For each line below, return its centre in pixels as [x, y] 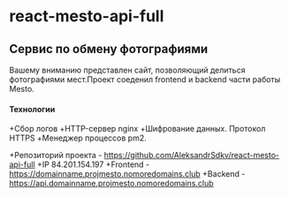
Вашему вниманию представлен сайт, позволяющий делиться [127, 70]
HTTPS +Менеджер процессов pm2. [78, 138]
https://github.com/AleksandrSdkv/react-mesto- [192, 155]
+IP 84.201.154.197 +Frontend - [93, 164]
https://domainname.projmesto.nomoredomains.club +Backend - [127, 174]
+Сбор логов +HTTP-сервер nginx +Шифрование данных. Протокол [137, 129]
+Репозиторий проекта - [56, 155]
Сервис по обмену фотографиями [109, 49]
